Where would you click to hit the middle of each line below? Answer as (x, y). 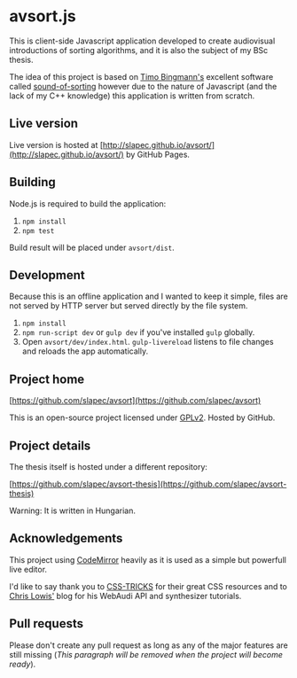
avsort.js (43, 16)
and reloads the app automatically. (85, 351)
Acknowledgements (66, 538)
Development (47, 275)
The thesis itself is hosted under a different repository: (109, 467)
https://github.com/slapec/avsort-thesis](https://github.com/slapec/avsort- (149, 484)
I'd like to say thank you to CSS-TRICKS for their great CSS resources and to (148, 586)
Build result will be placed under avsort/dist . (92, 247)
